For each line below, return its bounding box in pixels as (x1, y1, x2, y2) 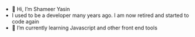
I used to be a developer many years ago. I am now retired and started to (11, 12, 189, 19)
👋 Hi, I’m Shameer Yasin (11, 6, 70, 12)
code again (11, 18, 40, 25)
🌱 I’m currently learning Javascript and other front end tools (11, 24, 158, 31)
